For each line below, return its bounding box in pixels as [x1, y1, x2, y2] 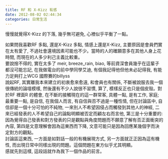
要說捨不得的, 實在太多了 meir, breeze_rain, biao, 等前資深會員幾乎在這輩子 [5, 61, 159, 67]
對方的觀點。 [9, 129, 36, 135]
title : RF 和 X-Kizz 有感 [5, 7, 57, 13]
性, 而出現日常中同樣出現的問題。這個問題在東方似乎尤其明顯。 [5, 142, 135, 148]
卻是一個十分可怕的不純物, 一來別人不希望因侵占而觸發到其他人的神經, [9, 104, 154, 110]
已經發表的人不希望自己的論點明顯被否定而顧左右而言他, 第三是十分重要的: [9, 111, 163, 117]
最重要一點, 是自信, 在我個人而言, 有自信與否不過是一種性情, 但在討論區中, [5, 98, 157, 104]
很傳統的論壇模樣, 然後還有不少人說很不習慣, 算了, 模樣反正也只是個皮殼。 [5, 86, 158, 92]
